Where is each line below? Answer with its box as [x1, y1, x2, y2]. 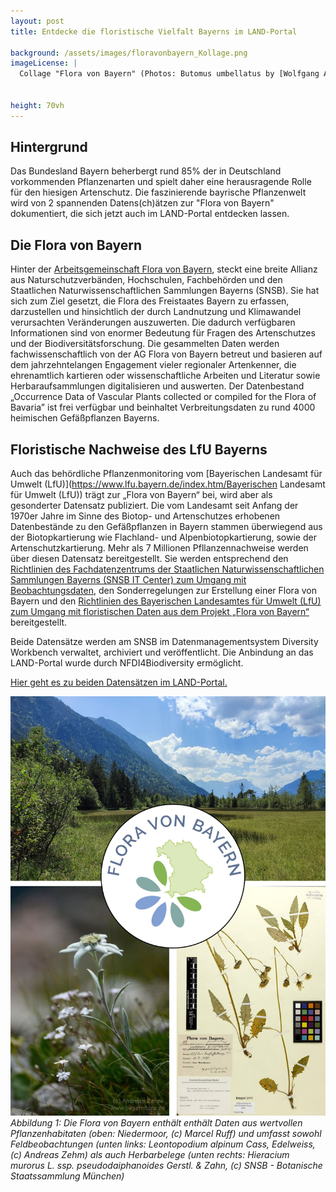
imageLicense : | [10, 58, 78, 69]
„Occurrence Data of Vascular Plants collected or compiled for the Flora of [10, 391, 317, 403]
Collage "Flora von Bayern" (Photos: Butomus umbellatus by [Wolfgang [19, 69, 320, 79]
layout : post [10, 16, 65, 26]
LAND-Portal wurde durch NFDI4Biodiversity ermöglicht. [10, 657, 244, 669]
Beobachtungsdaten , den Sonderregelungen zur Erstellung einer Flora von [10, 585, 317, 597]
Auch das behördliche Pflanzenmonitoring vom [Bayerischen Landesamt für [10, 468, 323, 480]
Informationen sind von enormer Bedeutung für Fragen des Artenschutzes [10, 327, 316, 339]
